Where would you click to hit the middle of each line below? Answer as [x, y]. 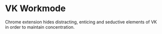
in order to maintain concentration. [40, 27]
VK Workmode [35, 8]
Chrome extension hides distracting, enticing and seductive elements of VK [81, 22]
